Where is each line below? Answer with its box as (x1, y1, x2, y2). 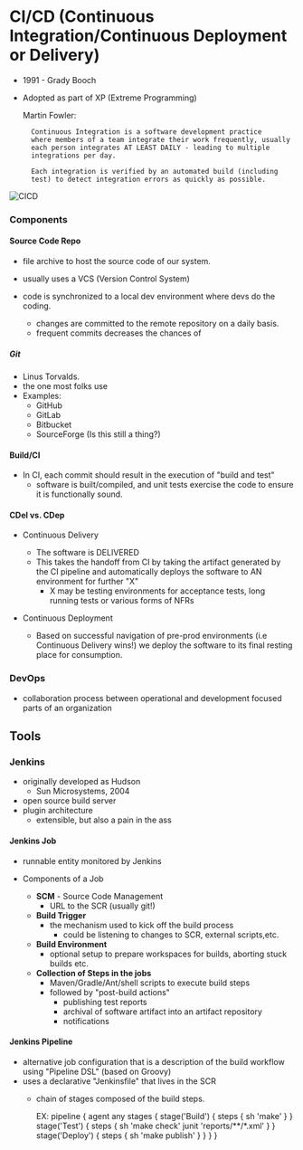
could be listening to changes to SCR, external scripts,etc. (62, 929, 279, 940)
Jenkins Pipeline (9, 1036, 73, 1047)
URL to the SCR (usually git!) (49, 900, 156, 911)
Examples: (22, 391, 62, 402)
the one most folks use (22, 381, 109, 392)
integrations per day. (31, 151, 117, 160)
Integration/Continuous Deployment (9, 25, 288, 46)
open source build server (22, 795, 117, 806)
